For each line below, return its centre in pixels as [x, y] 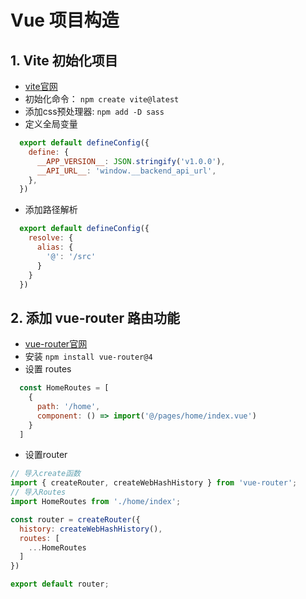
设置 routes [48, 369]
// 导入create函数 [45, 474]
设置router [46, 455]
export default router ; [60, 584]
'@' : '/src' [71, 256]
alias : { [55, 247]
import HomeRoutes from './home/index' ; [96, 502]
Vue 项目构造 [65, 20]
